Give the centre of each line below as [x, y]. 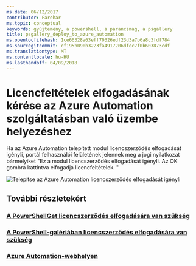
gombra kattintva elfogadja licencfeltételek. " [63, 168]
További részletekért [46, 198]
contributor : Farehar [34, 18]
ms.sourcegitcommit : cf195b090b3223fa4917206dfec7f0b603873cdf [88, 46]
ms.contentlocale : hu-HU [38, 57]
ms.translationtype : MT [37, 52]
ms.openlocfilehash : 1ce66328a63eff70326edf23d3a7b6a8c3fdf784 [88, 40]
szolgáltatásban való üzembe [82, 118]
